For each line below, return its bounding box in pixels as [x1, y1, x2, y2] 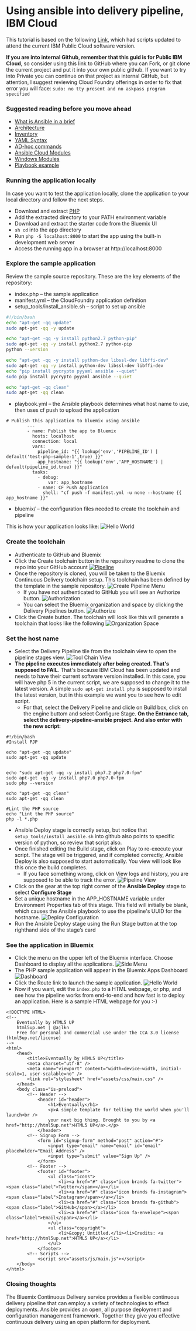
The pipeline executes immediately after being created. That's [14, 660, 170, 667]
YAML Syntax [14, 137, 47, 144]
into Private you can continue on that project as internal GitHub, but [6, 72, 169, 79]
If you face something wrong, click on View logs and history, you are [23, 870, 189, 877]
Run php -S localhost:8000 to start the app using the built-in [14, 232, 161, 239]
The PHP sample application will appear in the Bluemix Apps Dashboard [14, 967, 188, 974]
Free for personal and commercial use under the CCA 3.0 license [16, 1030, 180, 1036]
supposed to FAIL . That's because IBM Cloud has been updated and [14, 666, 180, 673]
